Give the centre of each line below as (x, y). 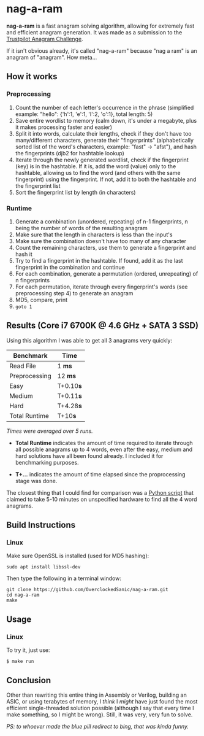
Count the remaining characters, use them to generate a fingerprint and (105, 247)
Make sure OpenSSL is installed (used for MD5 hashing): (78, 556)
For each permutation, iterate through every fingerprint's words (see (101, 287)
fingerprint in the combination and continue (70, 267)
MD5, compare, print (41, 300)
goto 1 (24, 307)
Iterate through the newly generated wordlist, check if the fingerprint (102, 160)
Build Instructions (41, 525)
